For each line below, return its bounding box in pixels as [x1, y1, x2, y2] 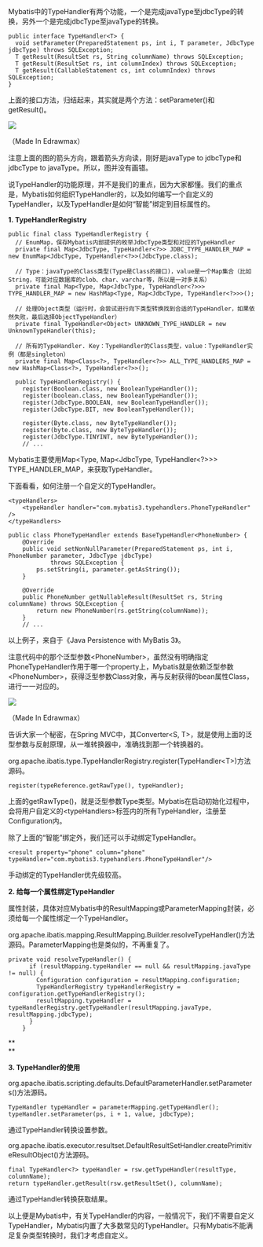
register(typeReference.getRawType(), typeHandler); [8, 782, 184, 790]
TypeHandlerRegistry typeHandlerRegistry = [36, 983, 181, 991]
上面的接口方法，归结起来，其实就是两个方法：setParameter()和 [8, 95, 215, 105]
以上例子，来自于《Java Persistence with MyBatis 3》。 [8, 636, 186, 644]
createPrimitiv [206, 1141, 253, 1150]
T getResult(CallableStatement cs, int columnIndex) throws [15, 67, 216, 75]
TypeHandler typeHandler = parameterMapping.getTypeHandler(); [8, 1103, 220, 1111]
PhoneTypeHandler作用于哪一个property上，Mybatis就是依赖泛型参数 [8, 662, 234, 671]
